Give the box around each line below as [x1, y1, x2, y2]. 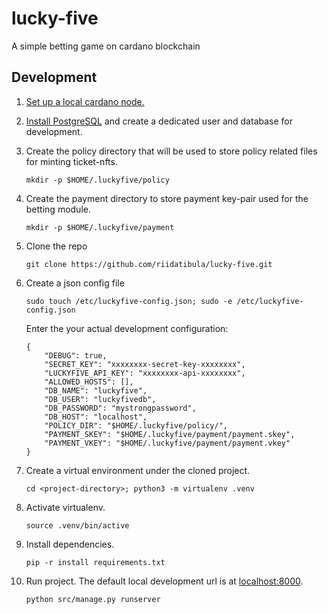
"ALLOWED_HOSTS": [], [44, 377, 134, 387]
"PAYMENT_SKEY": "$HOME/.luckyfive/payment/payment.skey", [44, 429, 296, 439]
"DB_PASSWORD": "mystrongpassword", [44, 403, 197, 413]
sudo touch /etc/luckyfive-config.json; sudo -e [25, 296, 233, 306]
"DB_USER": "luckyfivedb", [44, 394, 157, 404]
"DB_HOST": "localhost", [44, 412, 148, 422]
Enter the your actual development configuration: [25, 322, 229, 334]
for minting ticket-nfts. [25, 155, 118, 167]
